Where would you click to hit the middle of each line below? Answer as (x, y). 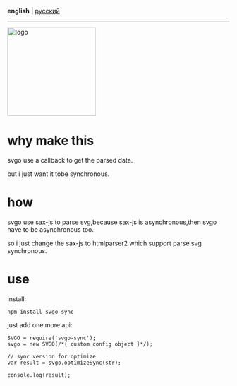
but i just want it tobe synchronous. (59, 174)
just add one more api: (40, 324)
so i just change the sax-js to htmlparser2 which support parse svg (105, 243)
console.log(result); (39, 375)
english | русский (34, 11)
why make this (50, 141)
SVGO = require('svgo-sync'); (52, 338)
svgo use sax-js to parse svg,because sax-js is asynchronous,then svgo (112, 222)
